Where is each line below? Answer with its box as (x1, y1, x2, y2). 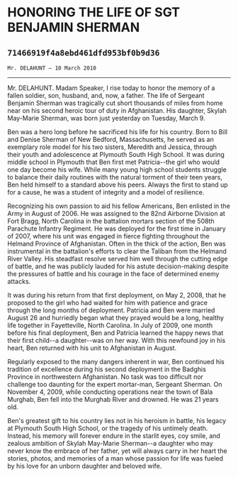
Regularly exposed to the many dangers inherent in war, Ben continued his (7, 358, 225, 366)
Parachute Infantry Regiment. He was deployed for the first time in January (7, 224, 227, 233)
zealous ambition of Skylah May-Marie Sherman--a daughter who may (7, 439, 214, 447)
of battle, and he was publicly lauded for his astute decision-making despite (7, 262, 229, 270)
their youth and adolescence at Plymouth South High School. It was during (7, 150, 225, 158)
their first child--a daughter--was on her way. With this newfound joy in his (7, 336, 226, 344)
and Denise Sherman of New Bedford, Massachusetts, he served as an (7, 136, 214, 143)
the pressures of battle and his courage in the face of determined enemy (7, 270, 220, 278)
